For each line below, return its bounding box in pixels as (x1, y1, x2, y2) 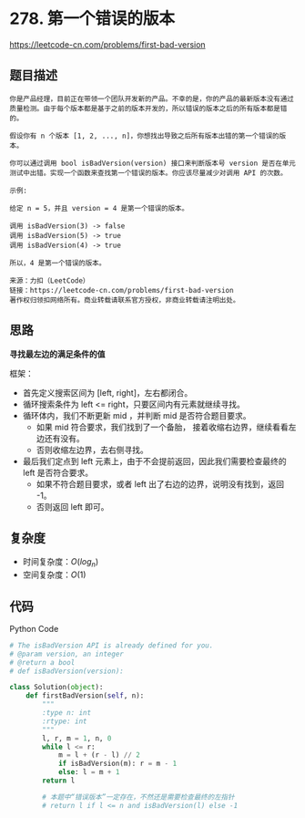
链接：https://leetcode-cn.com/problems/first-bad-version (9, 285, 234, 295)
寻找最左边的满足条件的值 (9, 348, 106, 359)
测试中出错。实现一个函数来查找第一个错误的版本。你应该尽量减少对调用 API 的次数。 (9, 168, 288, 178)
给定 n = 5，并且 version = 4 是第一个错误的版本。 (9, 203, 189, 212)
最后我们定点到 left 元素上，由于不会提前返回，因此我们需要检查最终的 (22, 455, 287, 466)
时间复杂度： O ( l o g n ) (22, 556, 99, 570)
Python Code (9, 623, 59, 634)
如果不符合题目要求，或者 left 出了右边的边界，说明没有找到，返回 (36, 478, 285, 489)
